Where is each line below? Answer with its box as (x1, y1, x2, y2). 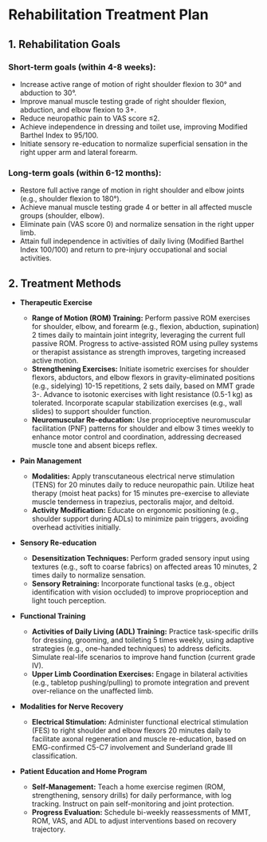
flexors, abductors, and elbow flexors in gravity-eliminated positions (31, 372, 255, 382)
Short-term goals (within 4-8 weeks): (8, 62, 156, 73)
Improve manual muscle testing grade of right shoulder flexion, (19, 96, 227, 105)
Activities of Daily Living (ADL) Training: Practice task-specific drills (31, 626, 259, 636)
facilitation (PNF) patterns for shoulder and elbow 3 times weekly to (31, 423, 254, 433)
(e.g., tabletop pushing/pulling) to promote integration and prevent (31, 677, 249, 687)
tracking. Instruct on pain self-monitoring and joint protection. (31, 799, 234, 808)
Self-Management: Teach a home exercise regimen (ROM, (31, 781, 226, 792)
